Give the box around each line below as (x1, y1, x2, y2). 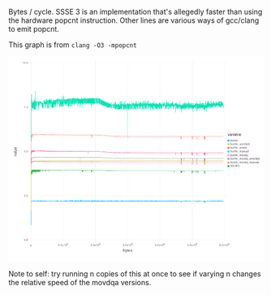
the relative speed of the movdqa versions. (8, 278, 152, 288)
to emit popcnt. (8, 24, 59, 33)
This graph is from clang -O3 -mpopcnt (8, 40, 137, 50)
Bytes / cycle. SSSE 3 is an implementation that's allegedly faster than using (8, 7, 263, 16)
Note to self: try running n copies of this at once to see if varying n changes (8, 269, 261, 279)
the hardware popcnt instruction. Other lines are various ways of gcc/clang (8, 15, 260, 25)
